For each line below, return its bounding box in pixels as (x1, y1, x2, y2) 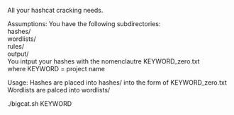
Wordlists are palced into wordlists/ (7, 86, 111, 94)
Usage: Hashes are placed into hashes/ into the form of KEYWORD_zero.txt (7, 78, 227, 87)
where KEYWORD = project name (7, 65, 105, 73)
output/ (7, 49, 29, 58)
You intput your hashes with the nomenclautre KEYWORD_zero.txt (7, 57, 200, 66)
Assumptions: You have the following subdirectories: (7, 20, 161, 28)
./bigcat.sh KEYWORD (7, 99, 72, 108)
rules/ (7, 42, 25, 50)
